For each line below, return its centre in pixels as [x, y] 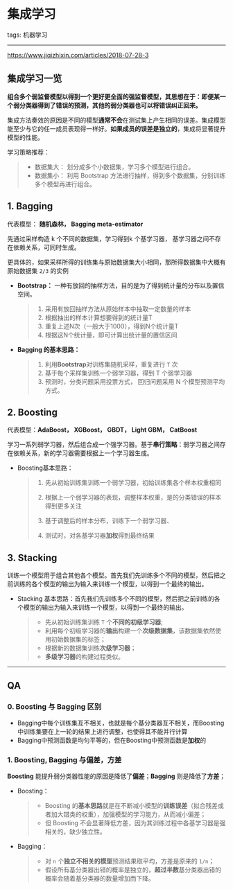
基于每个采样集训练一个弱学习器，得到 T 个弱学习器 [119, 373]
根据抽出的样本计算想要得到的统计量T [98, 317]
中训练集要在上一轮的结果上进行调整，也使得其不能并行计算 [102, 731]
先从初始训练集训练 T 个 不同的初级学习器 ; [104, 622]
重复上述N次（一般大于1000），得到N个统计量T [112, 326]
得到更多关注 [63, 506]
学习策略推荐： [28, 152]
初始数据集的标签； [78, 640]
